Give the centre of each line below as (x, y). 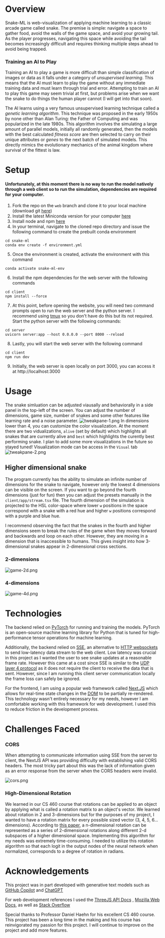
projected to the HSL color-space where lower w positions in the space (76, 505)
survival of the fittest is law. (33, 150)
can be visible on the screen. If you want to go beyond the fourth (71, 490)
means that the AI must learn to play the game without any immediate (75, 83)
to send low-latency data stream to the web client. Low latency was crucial (81, 652)
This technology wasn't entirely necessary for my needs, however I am (77, 698)
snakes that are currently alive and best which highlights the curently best (80, 436)
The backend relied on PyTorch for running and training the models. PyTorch (82, 627)
